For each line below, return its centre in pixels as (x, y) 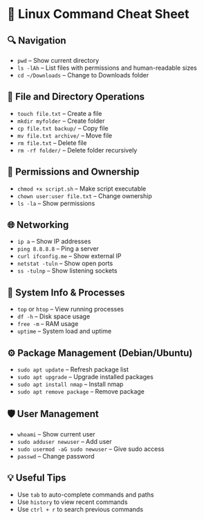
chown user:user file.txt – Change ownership (84, 195)
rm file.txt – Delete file (52, 143)
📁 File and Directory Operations (76, 97)
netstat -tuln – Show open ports (65, 263)
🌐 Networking (38, 225)
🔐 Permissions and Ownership (73, 172)
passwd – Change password (56, 456)
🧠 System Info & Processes (66, 292)
